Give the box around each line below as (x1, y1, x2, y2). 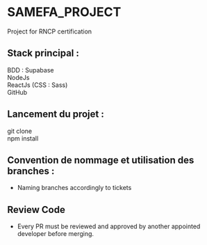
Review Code (7, 203, 66, 216)
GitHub (7, 88, 28, 96)
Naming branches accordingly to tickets (17, 184, 132, 192)
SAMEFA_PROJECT (7, 4, 122, 20)
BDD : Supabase (7, 65, 54, 74)
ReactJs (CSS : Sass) (7, 81, 68, 89)
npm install (7, 134, 39, 143)
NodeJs (7, 73, 30, 81)
